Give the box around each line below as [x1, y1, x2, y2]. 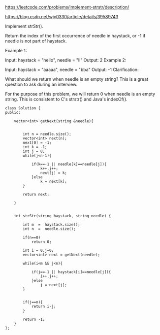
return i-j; [31, 304, 56, 309]
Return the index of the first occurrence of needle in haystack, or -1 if [5, 33, 146, 38]
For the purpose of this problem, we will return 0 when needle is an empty [5, 91, 156, 97]
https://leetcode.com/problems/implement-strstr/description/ [5, 4, 129, 10]
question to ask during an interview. [5, 81, 78, 87]
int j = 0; [23, 149, 45, 154]
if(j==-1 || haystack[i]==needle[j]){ [31, 269, 111, 274]
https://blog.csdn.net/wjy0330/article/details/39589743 [5, 14, 119, 19]
